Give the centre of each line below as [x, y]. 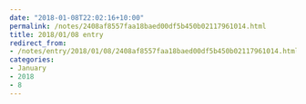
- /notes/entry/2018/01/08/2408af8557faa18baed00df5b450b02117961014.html [154, 52]
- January [28, 69]
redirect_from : [38, 43]
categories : [32, 60]
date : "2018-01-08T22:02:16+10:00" [77, 18]
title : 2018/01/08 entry [56, 34]
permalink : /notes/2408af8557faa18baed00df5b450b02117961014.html [138, 26]
